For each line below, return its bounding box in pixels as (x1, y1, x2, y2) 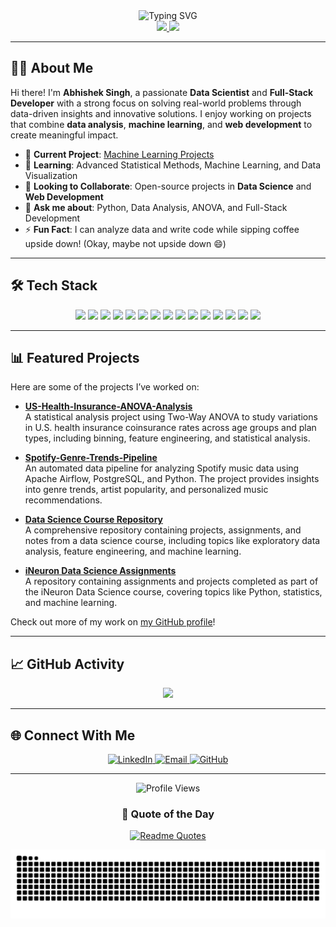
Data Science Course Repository (24, 514, 164, 526)
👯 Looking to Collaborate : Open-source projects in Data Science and (24, 180, 312, 192)
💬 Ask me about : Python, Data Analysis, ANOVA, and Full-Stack (24, 201, 288, 213)
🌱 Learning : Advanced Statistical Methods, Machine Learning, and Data (24, 159, 322, 171)
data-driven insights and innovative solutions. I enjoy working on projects (10, 107, 312, 119)
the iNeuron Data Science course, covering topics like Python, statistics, (24, 586, 323, 598)
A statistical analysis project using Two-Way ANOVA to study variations (24, 411, 318, 423)
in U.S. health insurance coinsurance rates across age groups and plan (24, 422, 317, 434)
